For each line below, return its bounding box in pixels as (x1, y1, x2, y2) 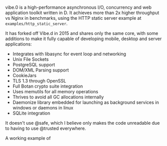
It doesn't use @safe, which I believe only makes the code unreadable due (5, 120, 160, 126)
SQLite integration (12, 110, 50, 116)
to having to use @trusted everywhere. (5, 125, 86, 131)
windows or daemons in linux (12, 105, 74, 111)
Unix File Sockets (12, 56, 49, 62)
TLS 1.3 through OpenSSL (12, 78, 67, 84)
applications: (5, 41, 32, 47)
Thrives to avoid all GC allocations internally (12, 94, 104, 100)
